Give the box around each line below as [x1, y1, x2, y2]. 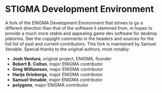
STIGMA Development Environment [5, 3, 154, 15]
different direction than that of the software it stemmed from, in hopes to [5, 25, 153, 31]
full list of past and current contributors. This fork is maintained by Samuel [5, 41, 157, 46]
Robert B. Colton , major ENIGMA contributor [12, 61, 103, 67]
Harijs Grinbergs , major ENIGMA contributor [12, 71, 103, 77]
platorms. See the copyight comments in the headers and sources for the [5, 36, 154, 42]
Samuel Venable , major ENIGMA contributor [12, 77, 103, 83]
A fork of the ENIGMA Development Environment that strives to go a [5, 20, 143, 26]
